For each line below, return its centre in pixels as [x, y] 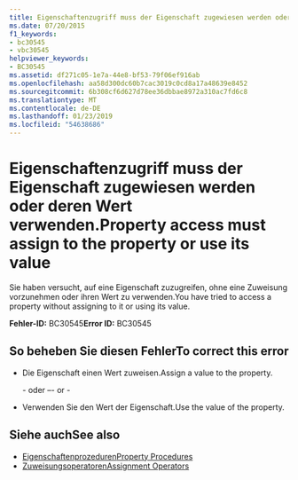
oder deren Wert [71, 206]
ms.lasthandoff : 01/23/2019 [61, 116]
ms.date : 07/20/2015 [47, 26]
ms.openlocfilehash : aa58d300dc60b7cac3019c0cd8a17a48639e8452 [129, 83]
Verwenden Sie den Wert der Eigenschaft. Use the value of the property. [153, 407]
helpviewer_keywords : [49, 59]
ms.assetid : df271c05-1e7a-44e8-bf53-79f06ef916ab [105, 75]
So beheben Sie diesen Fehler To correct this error [149, 351]
